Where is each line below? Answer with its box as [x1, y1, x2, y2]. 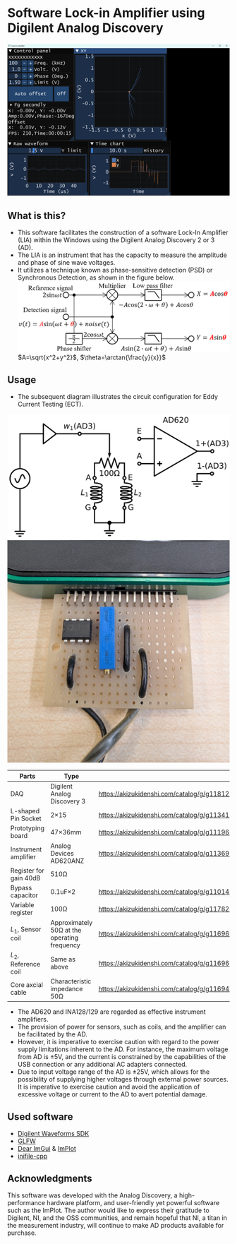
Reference [10, 959, 41, 968]
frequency [50, 940, 81, 949]
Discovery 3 [50, 796, 86, 806]
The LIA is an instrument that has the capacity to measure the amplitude [17, 251, 227, 259]
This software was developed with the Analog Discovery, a [7, 1191, 178, 1200]
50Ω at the [50, 926, 82, 934]
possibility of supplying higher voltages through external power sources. [17, 1075, 229, 1084]
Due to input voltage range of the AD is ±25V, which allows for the [17, 1067, 210, 1076]
